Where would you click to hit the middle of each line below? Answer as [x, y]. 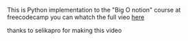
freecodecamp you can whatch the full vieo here [76, 17]
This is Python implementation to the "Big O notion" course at [94, 10]
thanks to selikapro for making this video [64, 30]
